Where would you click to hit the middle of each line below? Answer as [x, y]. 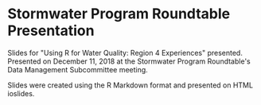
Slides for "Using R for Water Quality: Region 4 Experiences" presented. [125, 52]
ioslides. [21, 93]
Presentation [51, 31]
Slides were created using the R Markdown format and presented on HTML [130, 85]
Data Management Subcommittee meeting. [78, 69]
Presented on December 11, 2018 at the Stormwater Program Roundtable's [129, 61]
